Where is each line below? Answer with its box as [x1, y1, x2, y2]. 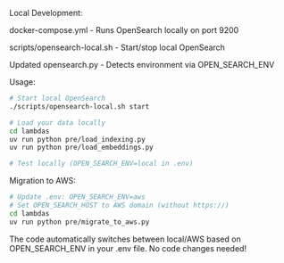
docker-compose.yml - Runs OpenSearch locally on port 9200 [9, 25, 239, 35]
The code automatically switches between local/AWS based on [9, 234, 241, 244]
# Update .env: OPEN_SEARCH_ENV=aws [9, 193, 146, 201]
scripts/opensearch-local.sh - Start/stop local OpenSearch [9, 42, 226, 53]
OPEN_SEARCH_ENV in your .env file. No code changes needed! [9, 242, 247, 253]
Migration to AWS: [9, 176, 76, 186]
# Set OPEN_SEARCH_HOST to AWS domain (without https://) [9, 201, 230, 210]
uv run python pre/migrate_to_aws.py [9, 218, 150, 226]
